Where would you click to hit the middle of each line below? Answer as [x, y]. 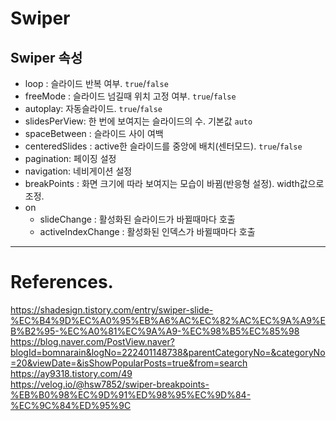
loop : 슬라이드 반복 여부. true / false [96, 83]
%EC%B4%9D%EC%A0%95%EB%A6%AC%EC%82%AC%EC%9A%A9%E [168, 320]
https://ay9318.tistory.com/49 [71, 373]
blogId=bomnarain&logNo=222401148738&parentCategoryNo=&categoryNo [168, 352]
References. [62, 282]
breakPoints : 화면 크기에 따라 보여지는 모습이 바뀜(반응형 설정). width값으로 [174, 183]
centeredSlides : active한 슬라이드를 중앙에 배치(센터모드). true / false [163, 146]
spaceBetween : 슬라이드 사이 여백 [94, 133]
